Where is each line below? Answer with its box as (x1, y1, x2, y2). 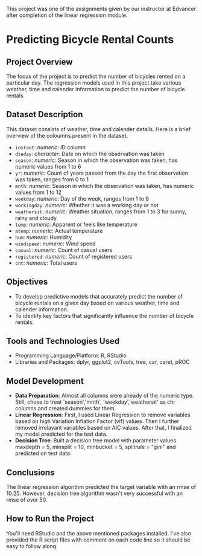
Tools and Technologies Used (6, 336, 119, 346)
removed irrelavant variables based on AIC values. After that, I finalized (14, 424, 192, 432)
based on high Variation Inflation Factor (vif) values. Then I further (14, 418, 180, 425)
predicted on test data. (14, 450, 72, 457)
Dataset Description (6, 109, 83, 120)
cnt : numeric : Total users (14, 259, 77, 267)
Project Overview (6, 57, 73, 67)
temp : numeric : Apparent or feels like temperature (14, 221, 137, 228)
